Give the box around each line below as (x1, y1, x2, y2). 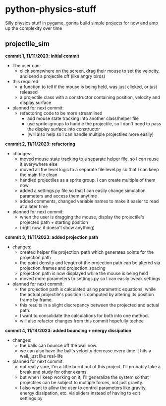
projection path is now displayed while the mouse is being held (19, 270, 148, 276)
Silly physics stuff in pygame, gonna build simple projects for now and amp (5, 20, 159, 26)
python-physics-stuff (5, 3, 97, 15)
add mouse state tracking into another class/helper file (27, 115, 139, 121)
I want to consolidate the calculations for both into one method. (19, 312, 149, 318)
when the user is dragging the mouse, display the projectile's (19, 214, 145, 220)
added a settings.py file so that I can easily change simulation (19, 188, 146, 194)
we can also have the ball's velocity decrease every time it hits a (19, 347, 152, 354)
